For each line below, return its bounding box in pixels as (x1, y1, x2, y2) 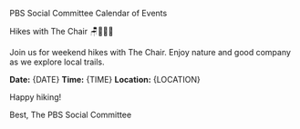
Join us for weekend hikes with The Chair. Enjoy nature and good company (9, 47, 292, 57)
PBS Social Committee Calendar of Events (9, 8, 168, 18)
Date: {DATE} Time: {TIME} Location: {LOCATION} (9, 74, 201, 84)
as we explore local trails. (9, 56, 105, 67)
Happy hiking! (9, 92, 62, 103)
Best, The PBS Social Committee (9, 109, 132, 120)
